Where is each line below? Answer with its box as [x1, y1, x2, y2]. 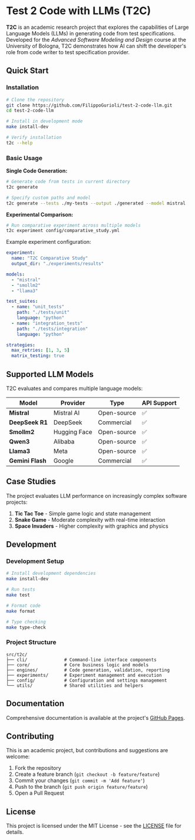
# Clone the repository [6, 97, 65, 102]
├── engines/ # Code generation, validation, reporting [6, 667, 170, 673]
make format [6, 608, 35, 614]
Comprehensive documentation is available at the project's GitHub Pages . [6, 714, 186, 721]
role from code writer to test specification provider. [6, 48, 130, 55]
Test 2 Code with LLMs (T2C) [6, 4, 151, 18]
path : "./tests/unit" [16, 309, 70, 316]
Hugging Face [53, 428, 92, 436]
